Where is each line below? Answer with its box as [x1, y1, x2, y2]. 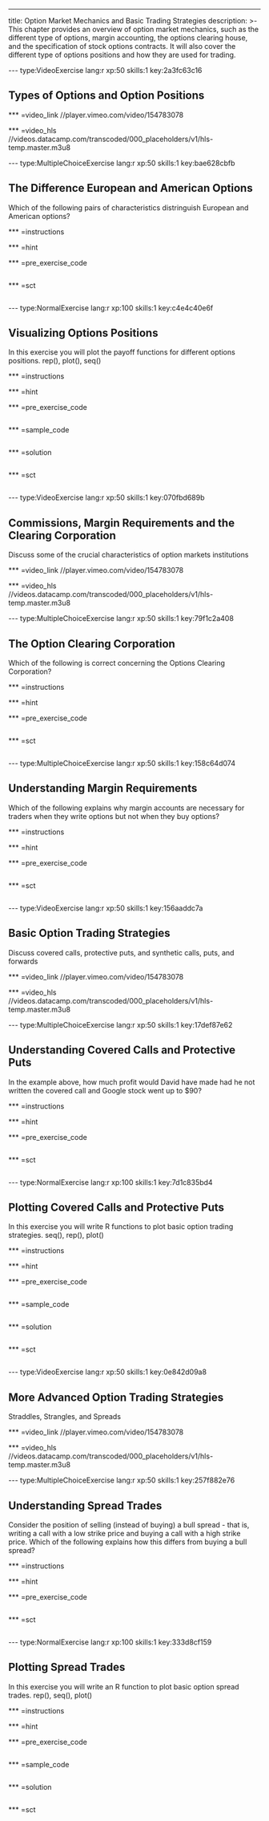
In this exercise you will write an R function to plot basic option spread [8, 1681, 239, 1691]
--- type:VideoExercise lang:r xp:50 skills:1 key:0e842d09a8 [8, 1367, 207, 1377]
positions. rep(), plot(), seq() [8, 356, 102, 366]
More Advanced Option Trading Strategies [8, 1390, 224, 1404]
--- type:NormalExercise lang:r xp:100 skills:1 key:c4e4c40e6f [8, 302, 214, 313]
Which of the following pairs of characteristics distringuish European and [8, 202, 249, 213]
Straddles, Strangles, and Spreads [8, 1412, 122, 1422]
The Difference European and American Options [8, 181, 254, 195]
